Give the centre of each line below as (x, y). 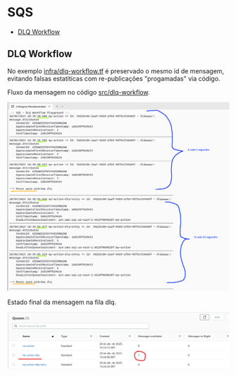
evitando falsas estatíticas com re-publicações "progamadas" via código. (114, 78)
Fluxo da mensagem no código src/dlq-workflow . (79, 92)
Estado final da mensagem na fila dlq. (62, 302)
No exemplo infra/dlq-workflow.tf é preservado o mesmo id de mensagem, (116, 71)
